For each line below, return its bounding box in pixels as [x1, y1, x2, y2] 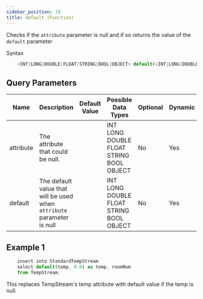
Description [39, 103, 74, 112]
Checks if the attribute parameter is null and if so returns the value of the [6, 31, 192, 38]
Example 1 [6, 242, 45, 252]
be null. [39, 155, 60, 163]
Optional [138, 103, 163, 112]
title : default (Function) [6, 15, 74, 21]
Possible [106, 96, 132, 104]
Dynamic [169, 103, 195, 112]
